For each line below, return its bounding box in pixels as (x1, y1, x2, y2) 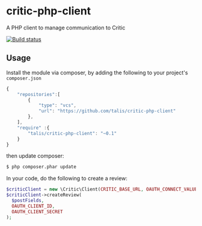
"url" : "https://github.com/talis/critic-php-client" (38, 108, 176, 114)
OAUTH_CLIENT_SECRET (11, 209, 63, 215)
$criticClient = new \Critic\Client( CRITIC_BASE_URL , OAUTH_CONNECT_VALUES (6, 186, 200, 192)
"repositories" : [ (17, 91, 61, 97)
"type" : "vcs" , (38, 103, 77, 109)
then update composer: (6, 152, 64, 159)
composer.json (6, 75, 42, 82)
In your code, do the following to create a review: (6, 175, 128, 182)
